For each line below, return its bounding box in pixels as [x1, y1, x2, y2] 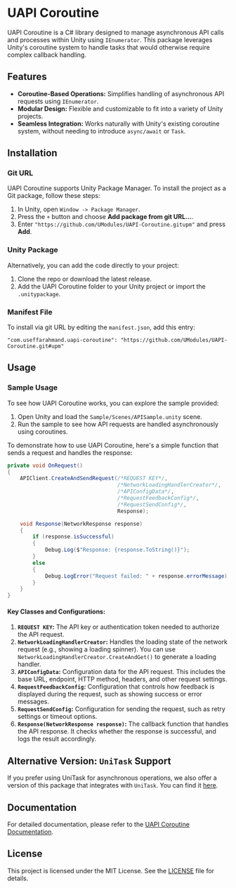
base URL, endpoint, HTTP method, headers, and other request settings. [17, 675, 228, 684]
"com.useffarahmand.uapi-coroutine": [7, 337, 118, 344]
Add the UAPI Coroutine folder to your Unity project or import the [17, 282, 206, 291]
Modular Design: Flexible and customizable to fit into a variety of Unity [17, 104, 223, 113]
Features [7, 71, 47, 83]
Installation [7, 147, 58, 159]
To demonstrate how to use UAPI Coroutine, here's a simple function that [7, 441, 219, 449]
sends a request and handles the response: [7, 448, 133, 457]
